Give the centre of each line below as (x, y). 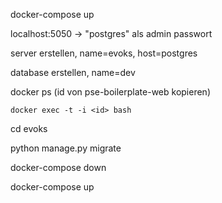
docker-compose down (58, 167)
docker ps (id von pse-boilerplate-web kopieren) (110, 92)
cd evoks (29, 128)
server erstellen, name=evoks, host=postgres (104, 53)
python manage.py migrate (66, 148)
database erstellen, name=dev (73, 72)
